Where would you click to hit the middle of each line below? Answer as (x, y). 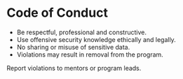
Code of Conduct (57, 13)
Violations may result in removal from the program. (90, 55)
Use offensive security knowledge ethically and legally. (96, 39)
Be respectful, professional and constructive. (81, 32)
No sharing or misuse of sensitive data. (73, 47)
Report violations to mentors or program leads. (74, 68)
